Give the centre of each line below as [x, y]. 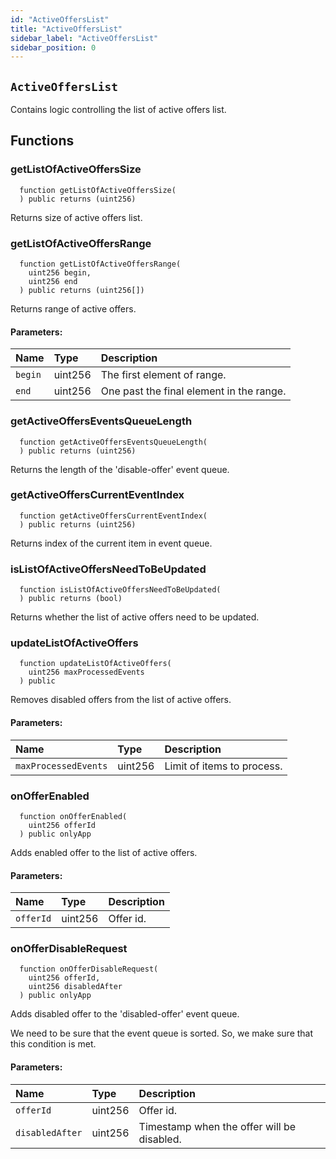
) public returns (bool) [71, 599]
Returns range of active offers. [73, 309]
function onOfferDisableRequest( [89, 969]
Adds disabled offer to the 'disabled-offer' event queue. [125, 1014]
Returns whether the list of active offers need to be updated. [135, 617]
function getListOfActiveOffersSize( [98, 190]
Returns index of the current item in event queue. [111, 543]
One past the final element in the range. [193, 391]
